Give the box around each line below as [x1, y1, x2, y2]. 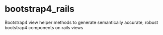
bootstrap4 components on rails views [4, 24, 83, 30]
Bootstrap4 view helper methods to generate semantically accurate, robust [4, 19, 159, 25]
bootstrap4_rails [4, 3, 75, 15]
